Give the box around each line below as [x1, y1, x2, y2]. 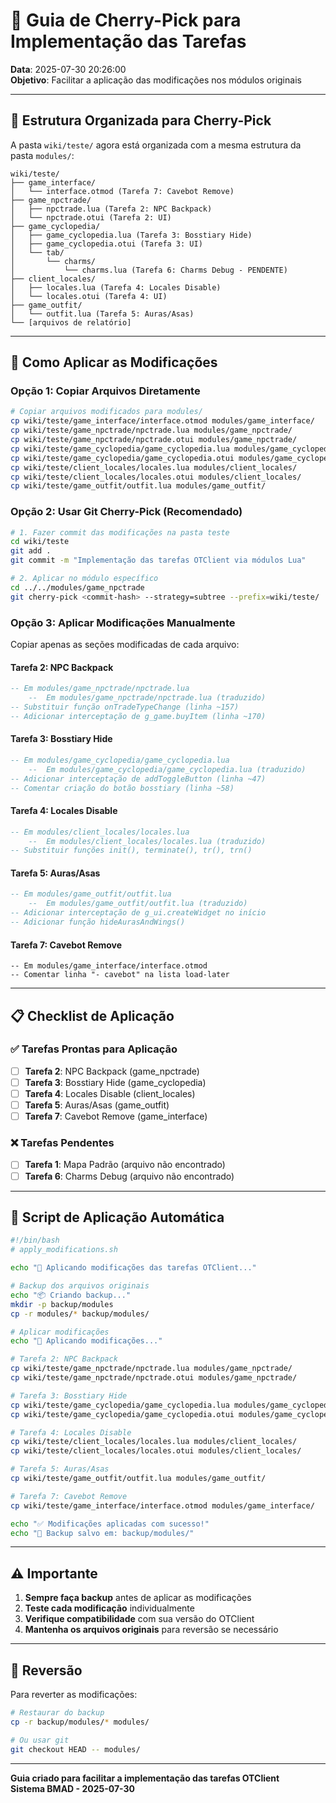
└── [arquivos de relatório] [10, 317, 132, 328]
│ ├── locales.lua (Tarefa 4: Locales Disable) [10, 282, 222, 293]
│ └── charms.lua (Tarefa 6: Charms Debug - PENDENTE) [10, 265, 288, 275]
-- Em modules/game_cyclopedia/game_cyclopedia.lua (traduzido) [28, 764, 307, 774]
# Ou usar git [10, 1735, 70, 1745]
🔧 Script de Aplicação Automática [10, 1209, 225, 1226]
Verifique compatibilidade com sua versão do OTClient [24, 1613, 255, 1625]
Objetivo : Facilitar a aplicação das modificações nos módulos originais [10, 74, 302, 86]
